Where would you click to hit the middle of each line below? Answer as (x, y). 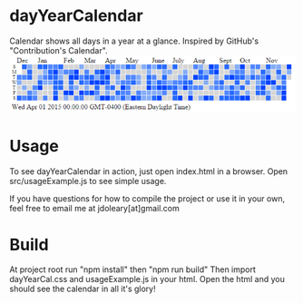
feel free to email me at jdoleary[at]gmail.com (94, 208)
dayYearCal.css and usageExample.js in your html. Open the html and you (147, 279)
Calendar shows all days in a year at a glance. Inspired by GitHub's (134, 41)
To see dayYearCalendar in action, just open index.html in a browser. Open (149, 171)
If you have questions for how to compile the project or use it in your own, (147, 198)
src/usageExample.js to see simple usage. (88, 181)
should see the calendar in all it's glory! (83, 289)
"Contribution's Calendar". (59, 50)
